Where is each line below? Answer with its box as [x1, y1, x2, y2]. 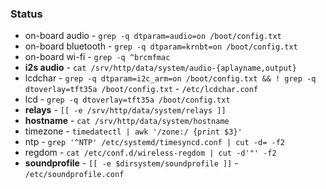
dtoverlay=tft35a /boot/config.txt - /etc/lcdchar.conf [24, 83, 259, 95]
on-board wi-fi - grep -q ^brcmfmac [24, 51, 171, 63]
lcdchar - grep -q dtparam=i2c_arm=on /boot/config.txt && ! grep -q [24, 72, 317, 84]
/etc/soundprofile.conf [24, 170, 125, 180]
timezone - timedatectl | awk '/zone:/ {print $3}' [24, 125, 243, 137]
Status [10, 7, 43, 21]
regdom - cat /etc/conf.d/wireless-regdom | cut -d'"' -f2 [24, 147, 277, 159]
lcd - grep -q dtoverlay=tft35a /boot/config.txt [24, 93, 231, 106]
